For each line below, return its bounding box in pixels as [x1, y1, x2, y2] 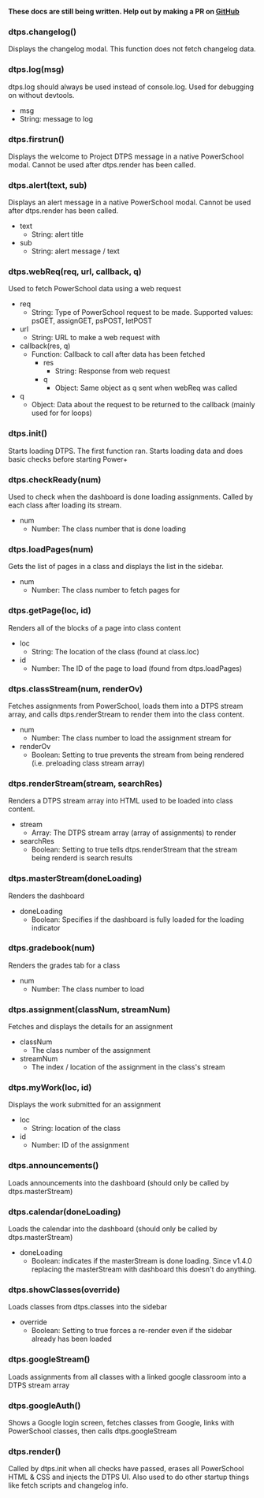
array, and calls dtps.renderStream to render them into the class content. [8, 710, 244, 719]
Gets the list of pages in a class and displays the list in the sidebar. [8, 562, 225, 571]
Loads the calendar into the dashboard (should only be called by [8, 1224, 218, 1234]
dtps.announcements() [8, 1160, 99, 1171]
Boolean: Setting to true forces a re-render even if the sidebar [31, 1326, 232, 1335]
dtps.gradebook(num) [8, 942, 95, 953]
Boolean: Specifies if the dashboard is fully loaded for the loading [31, 915, 244, 924]
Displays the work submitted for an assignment [8, 1100, 162, 1110]
